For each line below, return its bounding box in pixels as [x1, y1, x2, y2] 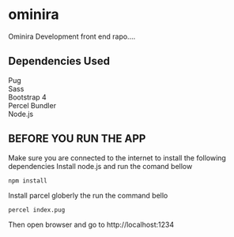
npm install [8, 176, 47, 185]
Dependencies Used [8, 55, 111, 68]
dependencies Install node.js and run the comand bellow [8, 161, 193, 171]
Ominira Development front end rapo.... [8, 32, 136, 41]
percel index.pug [8, 205, 66, 214]
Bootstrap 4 [8, 92, 47, 102]
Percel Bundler [8, 100, 57, 110]
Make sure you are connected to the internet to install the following [8, 152, 227, 163]
